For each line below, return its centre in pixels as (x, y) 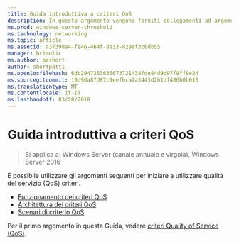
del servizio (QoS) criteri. (44, 183)
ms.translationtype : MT (43, 87)
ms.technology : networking (47, 34)
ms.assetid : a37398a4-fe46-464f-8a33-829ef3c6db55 (84, 47)
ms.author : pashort (36, 60)
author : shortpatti (36, 67)
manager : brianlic (34, 54)
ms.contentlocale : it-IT (44, 93)
